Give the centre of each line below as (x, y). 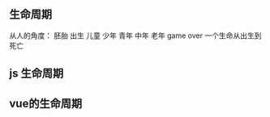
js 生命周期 (36, 74)
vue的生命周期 (46, 103)
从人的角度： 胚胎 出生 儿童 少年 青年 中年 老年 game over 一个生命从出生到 (135, 36)
